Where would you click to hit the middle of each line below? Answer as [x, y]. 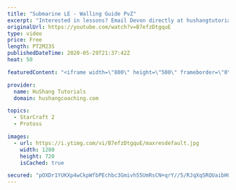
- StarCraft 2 [34, 118]
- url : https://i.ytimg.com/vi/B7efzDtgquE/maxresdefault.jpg [106, 143]
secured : [20, 176]
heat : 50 [20, 60]
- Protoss [28, 124]
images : [19, 137]
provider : [22, 85]
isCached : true [42, 163]
